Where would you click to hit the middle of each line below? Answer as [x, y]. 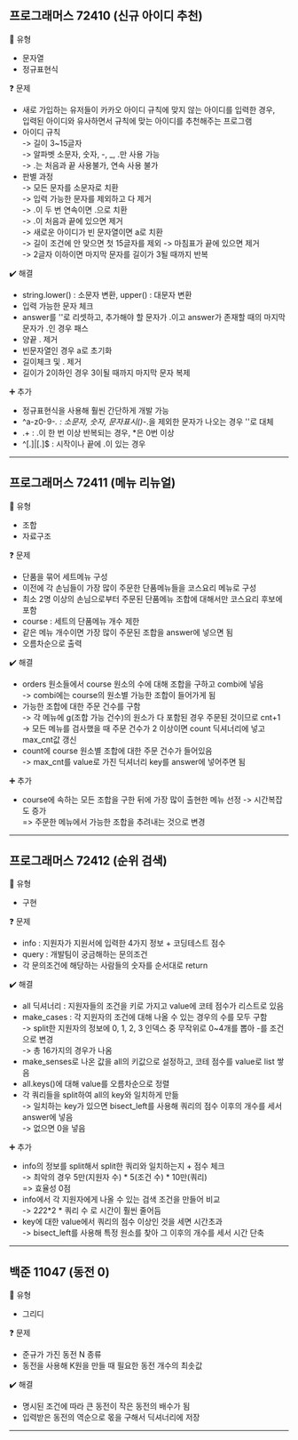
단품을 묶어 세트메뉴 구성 [65, 576]
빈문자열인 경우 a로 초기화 [67, 350]
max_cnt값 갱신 [49, 739]
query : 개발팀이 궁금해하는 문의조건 [85, 954]
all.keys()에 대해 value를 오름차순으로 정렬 [96, 1084]
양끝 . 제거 [40, 339]
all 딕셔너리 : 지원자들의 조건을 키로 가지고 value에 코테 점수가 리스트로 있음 [153, 1006]
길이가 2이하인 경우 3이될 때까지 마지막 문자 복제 [106, 373]
